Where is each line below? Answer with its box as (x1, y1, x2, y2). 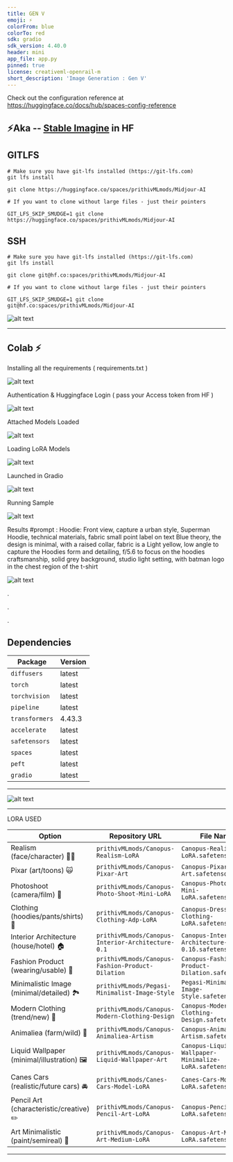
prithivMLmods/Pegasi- (96, 982, 171, 990)
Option (38, 831, 62, 841)
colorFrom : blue (7, 23, 54, 30)
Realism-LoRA (96, 852, 139, 860)
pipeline (10, 703, 40, 712)
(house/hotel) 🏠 (10, 941, 65, 951)
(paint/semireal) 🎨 (10, 1136, 69, 1145)
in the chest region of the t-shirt (7, 562, 98, 571)
